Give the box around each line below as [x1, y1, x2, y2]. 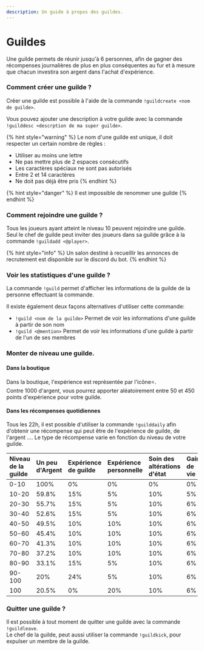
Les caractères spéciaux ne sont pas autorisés [15, 165, 132, 172]
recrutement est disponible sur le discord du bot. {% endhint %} [6, 256, 167, 263]
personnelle [107, 466, 143, 474]
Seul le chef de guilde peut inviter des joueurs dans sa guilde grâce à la [6, 231, 185, 239]
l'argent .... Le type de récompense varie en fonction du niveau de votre [6, 434, 186, 441]
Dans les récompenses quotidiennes [6, 407, 101, 415]
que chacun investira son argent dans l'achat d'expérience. [6, 68, 155, 75]
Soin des [148, 454, 175, 463]
